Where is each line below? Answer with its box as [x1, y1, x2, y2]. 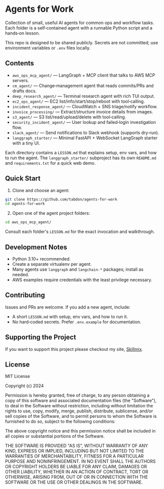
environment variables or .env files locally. [5, 45, 91, 51]
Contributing [5, 291, 45, 299]
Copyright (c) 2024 [5, 383, 44, 389]
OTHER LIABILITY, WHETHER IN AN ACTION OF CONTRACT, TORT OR [5, 469, 148, 475]
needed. [12, 272, 29, 277]
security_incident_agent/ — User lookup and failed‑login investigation [12, 119, 156, 125]
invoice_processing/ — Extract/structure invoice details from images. [12, 109, 153, 115]
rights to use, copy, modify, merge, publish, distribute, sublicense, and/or [5, 408, 153, 414]
